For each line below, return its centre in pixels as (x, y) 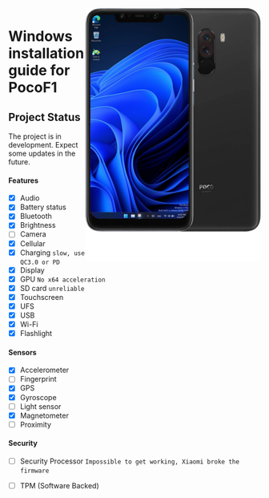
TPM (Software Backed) (60, 486)
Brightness (38, 225)
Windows (40, 36)
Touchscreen (42, 297)
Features (23, 180)
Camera (33, 234)
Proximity (36, 424)
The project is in (35, 136)
